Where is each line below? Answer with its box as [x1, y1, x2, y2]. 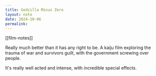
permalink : [5, 21, 28, 26]
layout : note [5, 12, 32, 17]
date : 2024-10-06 [5, 16, 41, 21]
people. [5, 55, 21, 61]
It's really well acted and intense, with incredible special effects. [5, 65, 137, 71]
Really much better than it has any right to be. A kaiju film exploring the [5, 44, 151, 50]
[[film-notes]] [5, 35, 33, 41]
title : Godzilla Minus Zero [5, 7, 64, 12]
